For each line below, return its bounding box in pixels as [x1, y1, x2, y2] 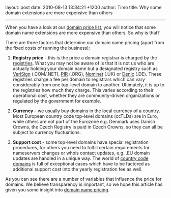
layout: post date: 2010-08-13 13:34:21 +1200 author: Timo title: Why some [5, 5, 162, 10]
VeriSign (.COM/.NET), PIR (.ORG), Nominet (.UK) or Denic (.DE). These [12, 71, 162, 77]
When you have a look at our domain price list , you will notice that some [5, 24, 156, 30]
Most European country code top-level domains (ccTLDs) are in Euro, [12, 113, 159, 119]
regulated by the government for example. [12, 98, 101, 104]
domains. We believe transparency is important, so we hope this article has [5, 181, 163, 187]
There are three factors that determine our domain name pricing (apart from [5, 40, 164, 45]
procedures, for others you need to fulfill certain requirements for [12, 145, 150, 150]
